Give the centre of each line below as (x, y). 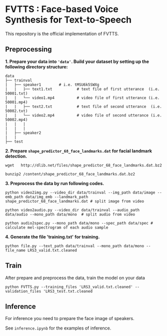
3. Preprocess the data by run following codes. (55, 183)
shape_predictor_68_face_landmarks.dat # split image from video (74, 201)
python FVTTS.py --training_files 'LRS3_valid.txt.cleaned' (69, 287)
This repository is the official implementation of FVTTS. (62, 33)
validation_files (23, 291)
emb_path (14, 197)
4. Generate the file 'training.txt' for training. (52, 236)
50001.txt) (16, 93)
